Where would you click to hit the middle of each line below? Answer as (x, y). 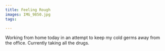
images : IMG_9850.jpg (28, 14)
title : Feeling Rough (28, 10)
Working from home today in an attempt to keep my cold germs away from (83, 37)
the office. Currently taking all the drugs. (47, 43)
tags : (11, 19)
